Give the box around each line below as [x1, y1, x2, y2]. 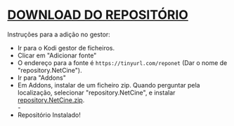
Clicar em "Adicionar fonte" [17, 51, 97, 59]
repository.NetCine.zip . [17, 95, 85, 104]
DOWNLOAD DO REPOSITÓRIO [7, 7, 188, 23]
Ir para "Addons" [17, 73, 67, 82]
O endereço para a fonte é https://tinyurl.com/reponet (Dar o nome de [17, 58, 228, 66]
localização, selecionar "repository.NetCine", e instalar [17, 88, 176, 97]
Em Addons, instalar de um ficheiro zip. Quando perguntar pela [17, 80, 200, 89]
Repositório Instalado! [17, 111, 81, 119]
